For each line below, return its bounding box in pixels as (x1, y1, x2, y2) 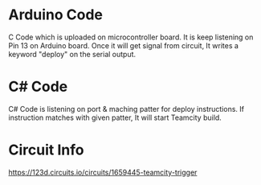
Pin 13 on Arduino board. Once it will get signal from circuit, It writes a (8, 40, 239, 50)
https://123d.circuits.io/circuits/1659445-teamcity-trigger (8, 167, 198, 177)
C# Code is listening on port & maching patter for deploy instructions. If (8, 104, 245, 113)
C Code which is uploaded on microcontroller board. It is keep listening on (8, 32, 254, 42)
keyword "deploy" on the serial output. (8, 49, 137, 59)
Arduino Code (8, 6, 103, 24)
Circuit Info (8, 141, 84, 159)
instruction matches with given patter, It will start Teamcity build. (8, 113, 222, 122)
